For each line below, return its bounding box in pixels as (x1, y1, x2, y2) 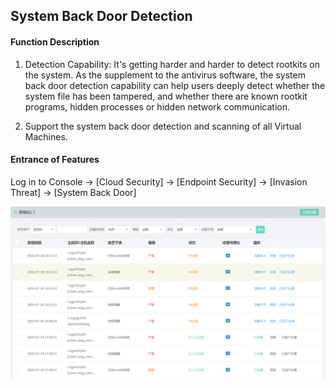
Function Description (10, 35, 100, 48)
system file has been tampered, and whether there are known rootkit (24, 90, 308, 102)
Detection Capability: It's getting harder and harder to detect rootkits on (24, 58, 320, 70)
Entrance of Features (10, 154, 100, 166)
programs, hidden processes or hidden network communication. (24, 100, 291, 113)
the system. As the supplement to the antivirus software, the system (24, 69, 306, 81)
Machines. (24, 130, 68, 143)
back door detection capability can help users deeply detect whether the (24, 79, 326, 91)
